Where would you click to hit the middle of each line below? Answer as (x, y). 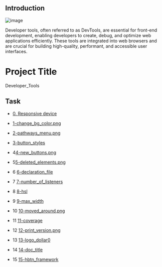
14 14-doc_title (28, 249)
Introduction (25, 8)
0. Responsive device (35, 113)
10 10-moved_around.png (39, 211)
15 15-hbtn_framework (35, 259)
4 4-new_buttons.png (34, 152)
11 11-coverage (27, 220)
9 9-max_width (28, 201)
